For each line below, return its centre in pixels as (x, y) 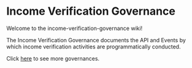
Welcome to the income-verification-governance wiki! (75, 28)
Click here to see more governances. (53, 58)
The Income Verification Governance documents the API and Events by (96, 40)
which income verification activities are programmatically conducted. (94, 47)
